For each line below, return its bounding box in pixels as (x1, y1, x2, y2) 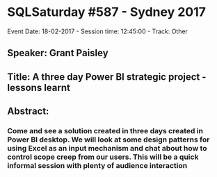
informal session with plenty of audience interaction (7, 161, 188, 171)
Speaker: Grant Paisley (7, 47, 109, 59)
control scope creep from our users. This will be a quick (7, 152, 199, 162)
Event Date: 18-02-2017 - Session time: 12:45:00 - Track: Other (7, 27, 188, 35)
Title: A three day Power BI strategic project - (7, 71, 207, 83)
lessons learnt (7, 81, 71, 94)
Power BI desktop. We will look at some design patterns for (7, 135, 210, 144)
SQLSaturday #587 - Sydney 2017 (7, 4, 207, 20)
